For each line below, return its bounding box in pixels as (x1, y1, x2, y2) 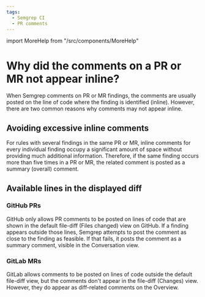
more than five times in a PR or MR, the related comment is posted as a (6, 159, 185, 166)
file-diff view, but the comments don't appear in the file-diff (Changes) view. (6, 277, 199, 285)
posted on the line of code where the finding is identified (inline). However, (6, 99, 195, 106)
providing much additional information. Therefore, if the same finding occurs (6, 152, 199, 160)
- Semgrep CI (12, 15, 45, 21)
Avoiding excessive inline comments (6, 123, 149, 133)
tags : (6, 9, 20, 15)
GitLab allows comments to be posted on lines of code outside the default (6, 271, 193, 278)
